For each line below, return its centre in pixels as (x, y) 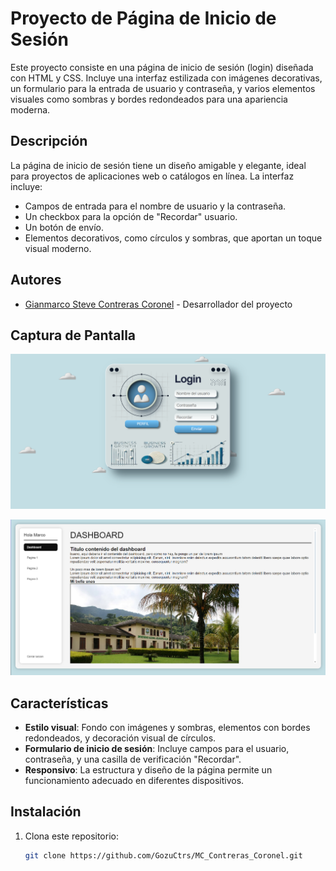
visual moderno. (58, 248)
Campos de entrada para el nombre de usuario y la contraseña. (155, 206)
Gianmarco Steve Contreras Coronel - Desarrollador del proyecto (158, 304)
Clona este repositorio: (71, 836)
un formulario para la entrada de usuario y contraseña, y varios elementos (163, 88)
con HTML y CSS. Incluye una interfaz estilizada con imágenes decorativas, (166, 78)
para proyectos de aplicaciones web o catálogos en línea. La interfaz (152, 176)
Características (59, 703)
